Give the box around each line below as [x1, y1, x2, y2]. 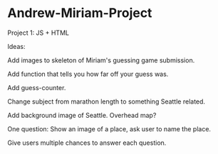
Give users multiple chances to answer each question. [7, 138, 167, 147]
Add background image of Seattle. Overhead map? [7, 111, 157, 119]
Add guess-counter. [7, 83, 66, 92]
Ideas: [7, 42, 26, 50]
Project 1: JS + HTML [7, 28, 70, 37]
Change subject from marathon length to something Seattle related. [7, 97, 205, 106]
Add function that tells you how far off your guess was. [7, 70, 169, 78]
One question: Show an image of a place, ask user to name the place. [7, 124, 212, 133]
